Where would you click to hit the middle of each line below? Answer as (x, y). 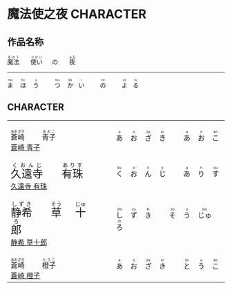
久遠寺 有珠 (29, 186)
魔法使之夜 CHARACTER (77, 14)
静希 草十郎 (29, 242)
